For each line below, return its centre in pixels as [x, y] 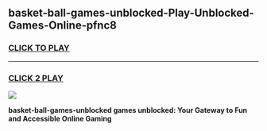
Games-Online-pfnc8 [62, 26]
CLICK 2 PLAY [36, 78]
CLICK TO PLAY [39, 48]
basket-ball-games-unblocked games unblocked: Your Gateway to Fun [128, 110]
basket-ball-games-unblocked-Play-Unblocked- [131, 13]
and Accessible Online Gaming [60, 118]
